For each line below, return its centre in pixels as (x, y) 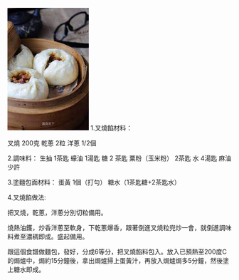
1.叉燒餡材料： (111, 128)
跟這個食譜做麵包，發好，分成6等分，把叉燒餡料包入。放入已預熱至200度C (117, 252)
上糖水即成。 (26, 269)
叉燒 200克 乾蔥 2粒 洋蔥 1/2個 (52, 143)
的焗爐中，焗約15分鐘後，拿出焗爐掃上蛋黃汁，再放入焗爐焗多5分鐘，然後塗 (118, 260)
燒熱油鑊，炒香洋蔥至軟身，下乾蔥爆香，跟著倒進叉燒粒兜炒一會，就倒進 (113, 228)
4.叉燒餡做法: (27, 197)
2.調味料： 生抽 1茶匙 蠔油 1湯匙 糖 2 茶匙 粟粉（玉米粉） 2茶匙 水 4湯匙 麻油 (119, 158)
